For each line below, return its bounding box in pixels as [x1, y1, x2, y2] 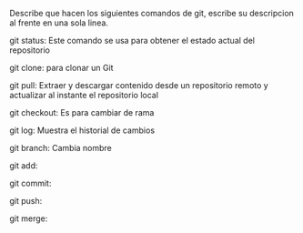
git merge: [9, 213, 48, 224]
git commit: [9, 177, 52, 188]
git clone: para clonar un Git [9, 63, 114, 73]
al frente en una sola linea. [9, 17, 109, 28]
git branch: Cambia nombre [9, 143, 112, 153]
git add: [9, 160, 38, 171]
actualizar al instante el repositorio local [9, 90, 159, 100]
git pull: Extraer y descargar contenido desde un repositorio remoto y [9, 80, 268, 90]
